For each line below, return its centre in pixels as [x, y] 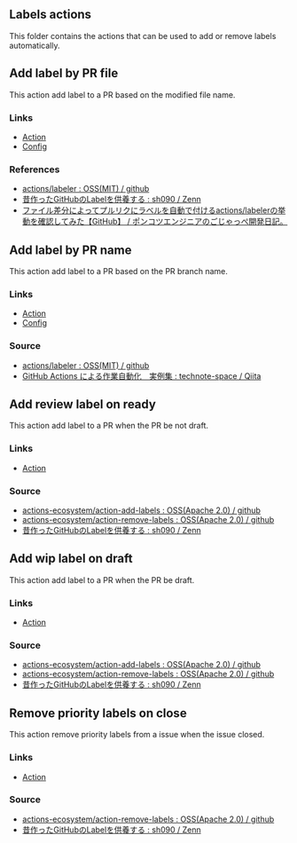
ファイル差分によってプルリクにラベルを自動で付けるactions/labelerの [150, 210]
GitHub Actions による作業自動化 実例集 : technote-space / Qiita [141, 375]
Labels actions [50, 15]
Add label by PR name [70, 250]
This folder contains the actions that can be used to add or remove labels [143, 35]
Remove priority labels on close [98, 713]
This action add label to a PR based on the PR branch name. [119, 272]
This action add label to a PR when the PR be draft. [102, 579]
